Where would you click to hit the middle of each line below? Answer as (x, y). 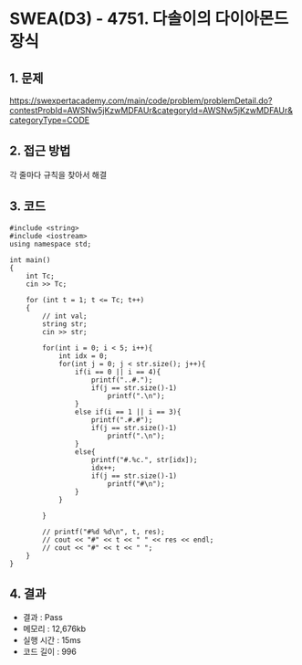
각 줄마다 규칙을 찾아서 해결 (58, 174)
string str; (65, 324)
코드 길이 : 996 (50, 652)
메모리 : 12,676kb (54, 629)
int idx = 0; (83, 356)
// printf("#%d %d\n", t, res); (104, 532)
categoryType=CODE (49, 120)
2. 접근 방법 (40, 151)
